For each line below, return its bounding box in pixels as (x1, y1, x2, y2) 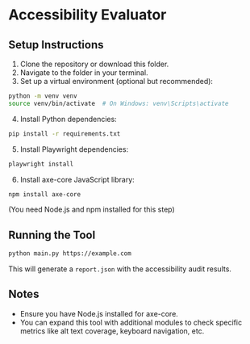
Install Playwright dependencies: (19, 144, 129, 154)
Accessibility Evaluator (8, 6, 167, 24)
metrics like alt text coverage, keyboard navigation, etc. (19, 325, 205, 336)
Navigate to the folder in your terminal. (19, 68, 148, 78)
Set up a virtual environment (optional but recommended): (19, 77, 214, 86)
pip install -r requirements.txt (8, 129, 121, 138)
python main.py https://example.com (8, 250, 131, 258)
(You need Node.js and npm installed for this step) (8, 204, 175, 215)
